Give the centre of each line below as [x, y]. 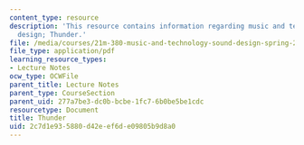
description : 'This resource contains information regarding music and [147, 26]
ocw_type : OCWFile [44, 77]
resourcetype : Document [54, 110]
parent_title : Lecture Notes [64, 85]
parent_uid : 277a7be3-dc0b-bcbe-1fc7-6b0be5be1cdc [107, 101]
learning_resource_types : [58, 59]
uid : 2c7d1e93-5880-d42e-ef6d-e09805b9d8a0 [93, 127]
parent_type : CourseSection [62, 93]
